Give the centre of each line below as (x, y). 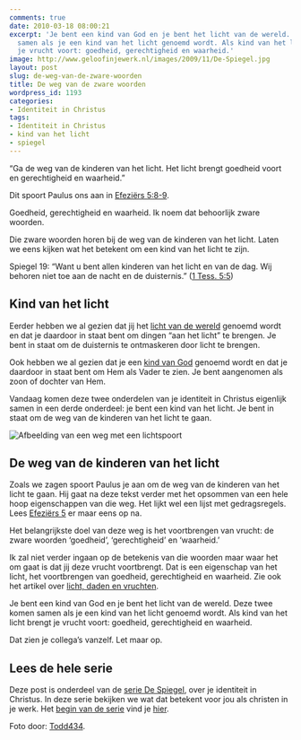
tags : (19, 118)
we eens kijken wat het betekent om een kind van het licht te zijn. (129, 248)
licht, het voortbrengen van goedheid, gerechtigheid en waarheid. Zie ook (146, 577)
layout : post (34, 68)
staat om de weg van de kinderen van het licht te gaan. (111, 417)
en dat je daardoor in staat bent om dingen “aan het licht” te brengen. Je (143, 335)
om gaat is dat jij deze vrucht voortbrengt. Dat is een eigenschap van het (143, 567)
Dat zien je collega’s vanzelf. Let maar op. (86, 640)
